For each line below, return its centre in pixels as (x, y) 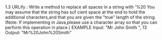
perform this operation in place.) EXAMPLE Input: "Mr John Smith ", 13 (76, 27)
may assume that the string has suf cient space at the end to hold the (75, 12)
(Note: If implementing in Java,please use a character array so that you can (81, 22)
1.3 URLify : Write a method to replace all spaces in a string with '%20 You (80, 7)
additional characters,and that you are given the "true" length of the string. (81, 17)
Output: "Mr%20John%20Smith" (39, 33)
